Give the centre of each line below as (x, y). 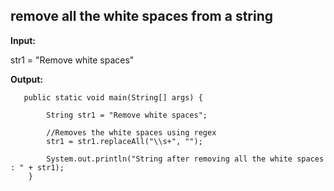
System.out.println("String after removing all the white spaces (185, 159)
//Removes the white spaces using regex (131, 132)
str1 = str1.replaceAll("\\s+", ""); (124, 141)
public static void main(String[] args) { (113, 97)
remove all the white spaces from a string (142, 16)
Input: (23, 40)
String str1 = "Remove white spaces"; (127, 115)
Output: (26, 79)
